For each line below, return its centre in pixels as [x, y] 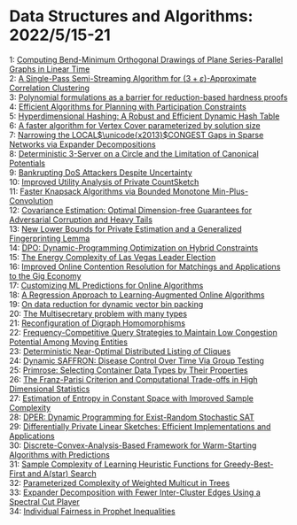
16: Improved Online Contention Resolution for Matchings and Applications [145, 266]
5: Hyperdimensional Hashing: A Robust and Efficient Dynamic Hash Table [145, 116]
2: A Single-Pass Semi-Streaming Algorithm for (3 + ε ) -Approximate [133, 78]
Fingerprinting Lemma [50, 238]
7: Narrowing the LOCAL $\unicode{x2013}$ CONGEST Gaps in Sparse [137, 135]
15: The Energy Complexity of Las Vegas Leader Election [113, 257]
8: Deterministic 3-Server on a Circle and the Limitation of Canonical [134, 153]
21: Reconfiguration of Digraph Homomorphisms [98, 323]
